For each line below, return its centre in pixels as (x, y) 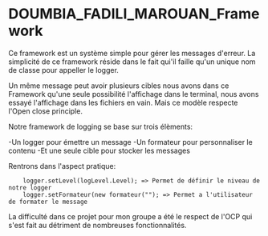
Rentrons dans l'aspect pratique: (62, 166)
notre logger (30, 188)
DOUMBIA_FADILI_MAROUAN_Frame (134, 14)
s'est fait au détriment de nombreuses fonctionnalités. (97, 225)
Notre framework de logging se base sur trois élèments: (101, 126)
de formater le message (48, 202)
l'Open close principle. (45, 111)
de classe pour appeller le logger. (63, 70)
